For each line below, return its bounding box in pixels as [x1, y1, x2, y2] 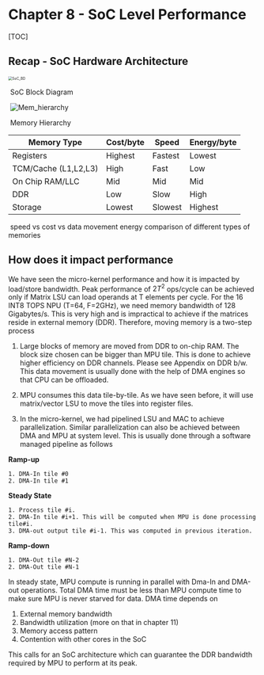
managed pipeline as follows [19, 440, 113, 449]
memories [8, 230, 41, 239]
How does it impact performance [8, 254, 174, 267]
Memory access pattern [19, 626, 98, 635]
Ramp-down [8, 541, 50, 551]
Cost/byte [106, 136, 145, 147]
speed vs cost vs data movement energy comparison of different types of [9, 222, 251, 231]
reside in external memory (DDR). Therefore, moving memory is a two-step [8, 318, 253, 327]
